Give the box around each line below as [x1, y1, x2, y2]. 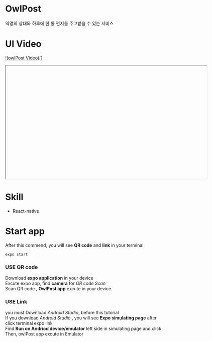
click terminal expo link [5, 320, 53, 326]
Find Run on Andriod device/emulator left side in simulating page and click [5, 325, 162, 332]
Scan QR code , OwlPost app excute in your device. [5, 286, 113, 292]
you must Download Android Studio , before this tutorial [5, 310, 119, 316]
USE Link [5, 298, 28, 305]
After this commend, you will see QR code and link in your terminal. [5, 242, 145, 248]
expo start [5, 252, 28, 257]
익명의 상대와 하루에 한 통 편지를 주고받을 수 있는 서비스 [5, 20, 114, 26]
